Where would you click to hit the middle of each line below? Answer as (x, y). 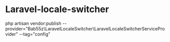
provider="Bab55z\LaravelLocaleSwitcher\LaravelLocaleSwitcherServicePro (85, 28)
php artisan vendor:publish (33, 23)
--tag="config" (35, 34)
